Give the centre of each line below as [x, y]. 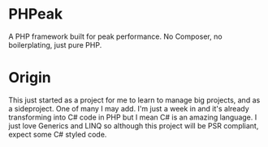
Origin [30, 78]
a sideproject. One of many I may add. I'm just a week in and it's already [129, 108]
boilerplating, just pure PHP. [55, 44]
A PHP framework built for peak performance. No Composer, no [115, 36]
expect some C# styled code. [58, 134]
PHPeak [36, 14]
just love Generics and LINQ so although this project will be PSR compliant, [134, 125]
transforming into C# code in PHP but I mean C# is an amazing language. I [133, 117]
